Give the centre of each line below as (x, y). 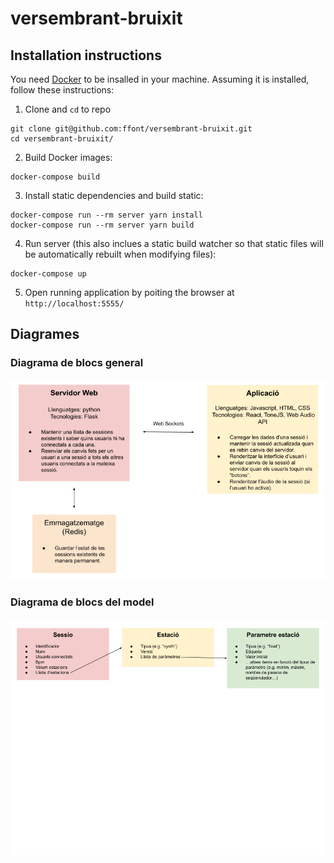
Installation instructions (86, 55)
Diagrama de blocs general (77, 363)
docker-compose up (48, 274)
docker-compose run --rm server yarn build (102, 225)
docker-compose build (55, 177)
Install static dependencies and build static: (114, 195)
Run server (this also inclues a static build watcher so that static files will (174, 243)
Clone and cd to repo (68, 109)
